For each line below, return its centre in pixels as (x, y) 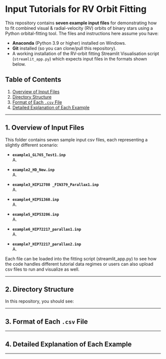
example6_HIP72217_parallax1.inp (47, 229)
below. (19, 64)
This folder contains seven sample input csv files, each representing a (77, 139)
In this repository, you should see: (40, 301)
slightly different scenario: (32, 145)
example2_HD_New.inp (33, 170)
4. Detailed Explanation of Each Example (68, 344)
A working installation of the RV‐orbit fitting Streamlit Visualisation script (86, 54)
